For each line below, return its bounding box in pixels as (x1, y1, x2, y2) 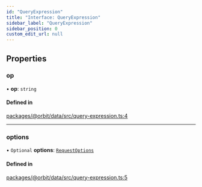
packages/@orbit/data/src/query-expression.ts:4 (6, 112, 128, 120)
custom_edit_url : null (6, 31, 63, 37)
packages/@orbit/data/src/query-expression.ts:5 (6, 174, 128, 181)
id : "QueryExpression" (6, 8, 63, 15)
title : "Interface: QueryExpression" (6, 14, 101, 20)
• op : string (6, 85, 37, 92)
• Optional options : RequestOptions (6, 147, 94, 154)
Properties (6, 54, 47, 64)
